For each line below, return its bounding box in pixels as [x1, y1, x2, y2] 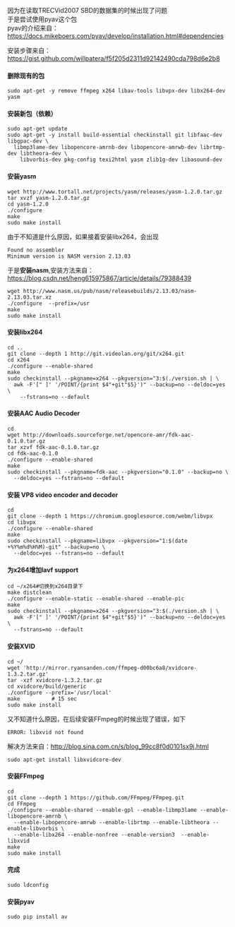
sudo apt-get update [7, 126, 68, 133]
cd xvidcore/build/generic [7, 683, 87, 690]
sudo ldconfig [7, 882, 49, 889]
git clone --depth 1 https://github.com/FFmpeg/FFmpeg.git [7, 794, 185, 801]
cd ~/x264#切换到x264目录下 [7, 583, 83, 590]
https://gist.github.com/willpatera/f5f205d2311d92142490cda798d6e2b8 [7, 54, 220, 62]
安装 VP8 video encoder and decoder [7, 490, 119, 499]
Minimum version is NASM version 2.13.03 [7, 253, 131, 260]
